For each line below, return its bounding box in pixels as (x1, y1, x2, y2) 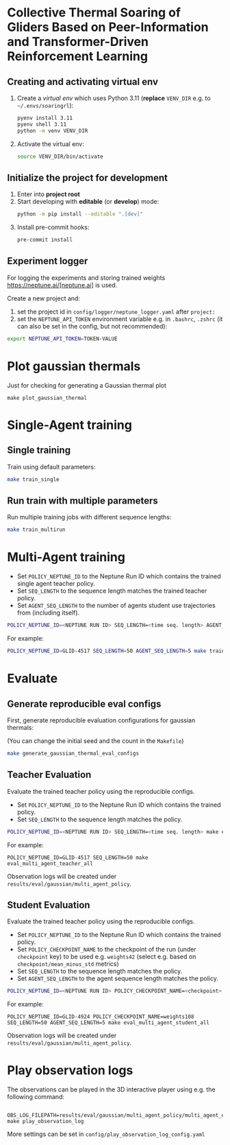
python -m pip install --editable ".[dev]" (16, 211, 144, 217)
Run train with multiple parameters (7, 495, 159, 506)
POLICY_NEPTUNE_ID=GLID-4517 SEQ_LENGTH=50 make (7, 854, 149, 861)
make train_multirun (7, 526, 66, 533)
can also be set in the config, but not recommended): (16, 322, 168, 330)
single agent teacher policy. (16, 580, 96, 588)
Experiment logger (7, 255, 88, 267)
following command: (7, 1093, 65, 1101)
